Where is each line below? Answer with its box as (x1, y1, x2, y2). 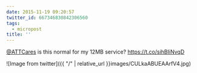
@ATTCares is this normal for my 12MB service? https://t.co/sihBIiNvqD (6, 48, 185, 55)
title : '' (6, 32, 32, 38)
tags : (6, 20, 20, 26)
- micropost (12, 26, 42, 32)
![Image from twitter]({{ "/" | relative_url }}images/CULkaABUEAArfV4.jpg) (6, 60, 192, 68)
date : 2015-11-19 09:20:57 (6, 9, 75, 15)
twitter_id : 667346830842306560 (6, 15, 88, 21)
